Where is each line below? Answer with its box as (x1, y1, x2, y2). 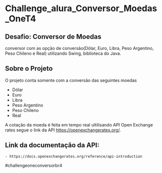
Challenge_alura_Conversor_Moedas (5, 3, 157, 14)
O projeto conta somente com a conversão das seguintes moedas (5, 77, 137, 83)
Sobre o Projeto (5, 64, 53, 73)
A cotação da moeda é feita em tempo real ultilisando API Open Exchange (5, 122, 153, 127)
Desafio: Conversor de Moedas (5, 32, 102, 41)
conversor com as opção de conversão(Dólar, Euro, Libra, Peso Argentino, (5, 46, 154, 51)
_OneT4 (5, 13, 36, 24)
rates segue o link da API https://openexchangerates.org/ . (5, 127, 121, 133)
